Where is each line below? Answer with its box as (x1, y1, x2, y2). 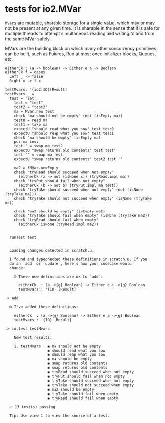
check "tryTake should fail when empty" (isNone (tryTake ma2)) (14, 213, 150, 218)
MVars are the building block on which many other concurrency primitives (5, 45, 156, 51)
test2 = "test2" (14, 104, 48, 110)
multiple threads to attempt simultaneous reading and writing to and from (5, 30, 155, 36)
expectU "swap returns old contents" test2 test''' (14, 156, 123, 162)
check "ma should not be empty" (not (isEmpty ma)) (14, 113, 123, 118)
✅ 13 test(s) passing (9, 404, 55, 409)
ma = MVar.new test (14, 109, 55, 114)
